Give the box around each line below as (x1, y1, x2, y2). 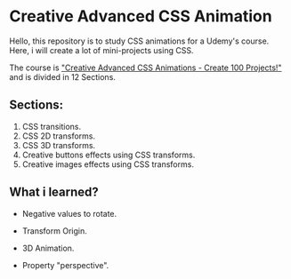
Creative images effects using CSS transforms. (21, 158, 194, 170)
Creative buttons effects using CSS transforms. (21, 149, 196, 160)
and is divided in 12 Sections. (9, 71, 116, 82)
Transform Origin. (21, 225, 87, 236)
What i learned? (9, 185, 100, 200)
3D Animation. (21, 243, 75, 253)
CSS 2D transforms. (21, 131, 96, 141)
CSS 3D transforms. (21, 139, 96, 150)
